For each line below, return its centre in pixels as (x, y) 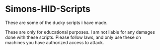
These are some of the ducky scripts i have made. (56, 23)
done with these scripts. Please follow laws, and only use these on (73, 37)
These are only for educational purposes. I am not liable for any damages (80, 32)
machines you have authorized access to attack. (55, 42)
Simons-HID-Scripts (48, 9)
